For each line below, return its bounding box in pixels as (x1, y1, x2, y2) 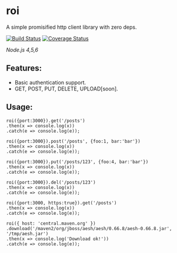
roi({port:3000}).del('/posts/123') (6, 179, 96, 185)
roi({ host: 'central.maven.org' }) (6, 220, 96, 227)
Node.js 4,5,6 (6, 46, 38, 53)
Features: (6, 63, 42, 73)
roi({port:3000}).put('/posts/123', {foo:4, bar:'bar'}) (6, 158, 149, 165)
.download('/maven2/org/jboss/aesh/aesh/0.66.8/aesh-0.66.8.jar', (6, 225, 172, 231)
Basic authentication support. (14, 79, 86, 86)
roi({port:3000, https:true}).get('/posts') (6, 200, 117, 206)
